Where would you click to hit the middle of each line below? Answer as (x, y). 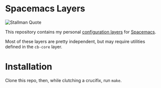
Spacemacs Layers (45, 9)
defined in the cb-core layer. (34, 46)
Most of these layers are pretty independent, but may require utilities (75, 41)
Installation (29, 67)
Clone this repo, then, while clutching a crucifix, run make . (63, 80)
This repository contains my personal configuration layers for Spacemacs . (81, 32)
